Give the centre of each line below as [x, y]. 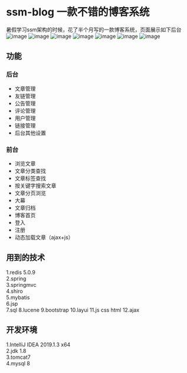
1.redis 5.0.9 [21, 272]
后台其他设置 [30, 133]
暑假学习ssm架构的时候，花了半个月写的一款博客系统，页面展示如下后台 [94, 30]
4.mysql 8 [18, 363]
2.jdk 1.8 [16, 351]
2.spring [16, 279]
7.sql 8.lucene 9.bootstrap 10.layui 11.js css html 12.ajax [73, 310]
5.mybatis [18, 297]
